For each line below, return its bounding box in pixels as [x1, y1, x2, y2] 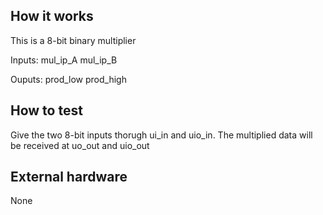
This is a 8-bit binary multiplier [10, 34, 137, 46]
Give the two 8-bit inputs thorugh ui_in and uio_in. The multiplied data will [10, 129, 313, 141]
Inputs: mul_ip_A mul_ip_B [10, 54, 118, 66]
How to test [10, 102, 83, 119]
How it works [10, 8, 94, 25]
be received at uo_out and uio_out [10, 139, 150, 151]
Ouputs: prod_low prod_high [10, 73, 127, 85]
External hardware [10, 169, 128, 186]
